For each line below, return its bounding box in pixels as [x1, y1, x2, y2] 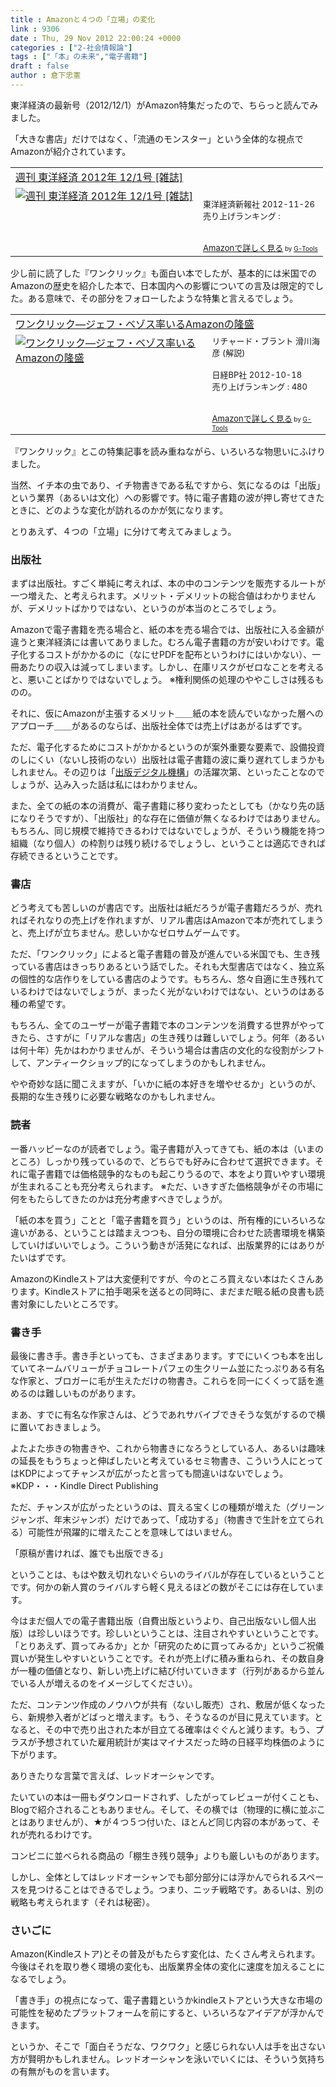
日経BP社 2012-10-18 [211, 369, 303, 380]
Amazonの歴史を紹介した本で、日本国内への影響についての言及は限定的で [10, 279, 315, 291]
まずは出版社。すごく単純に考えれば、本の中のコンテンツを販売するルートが [10, 577, 326, 590]
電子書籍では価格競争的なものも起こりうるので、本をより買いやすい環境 [27, 1167, 326, 1180]
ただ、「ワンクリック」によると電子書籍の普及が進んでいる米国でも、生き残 [10, 948, 321, 960]
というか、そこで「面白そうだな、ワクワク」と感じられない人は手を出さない [10, 2041, 326, 2053]
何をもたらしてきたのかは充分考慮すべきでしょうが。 [10, 1192, 228, 1205]
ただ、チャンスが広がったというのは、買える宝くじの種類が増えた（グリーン [10, 1501, 325, 1513]
